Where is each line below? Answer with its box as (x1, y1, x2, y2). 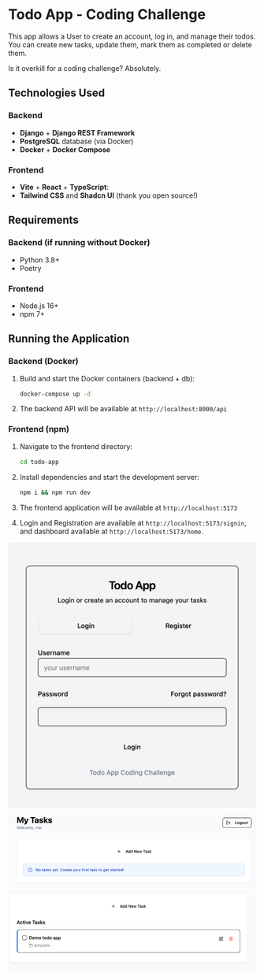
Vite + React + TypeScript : (19, 182, 109, 191)
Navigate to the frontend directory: (19, 441, 132, 451)
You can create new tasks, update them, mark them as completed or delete (8, 39, 252, 49)
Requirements (8, 214, 79, 227)
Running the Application (8, 332, 130, 346)
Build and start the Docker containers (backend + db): (19, 373, 195, 383)
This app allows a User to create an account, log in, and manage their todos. (8, 32, 256, 41)
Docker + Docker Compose (19, 144, 111, 154)
